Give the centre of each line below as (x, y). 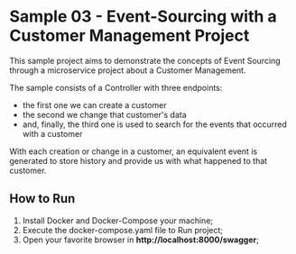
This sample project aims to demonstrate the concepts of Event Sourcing (145, 60)
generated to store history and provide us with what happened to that (139, 160)
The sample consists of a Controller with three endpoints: (116, 87)
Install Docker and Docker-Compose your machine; (118, 220)
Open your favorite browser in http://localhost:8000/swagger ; (140, 240)
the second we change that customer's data (104, 114)
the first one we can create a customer (94, 104)
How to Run (42, 199)
